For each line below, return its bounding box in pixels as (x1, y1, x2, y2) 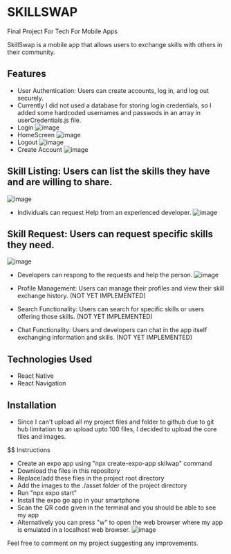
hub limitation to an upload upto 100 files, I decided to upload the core (17, 425, 217, 433)
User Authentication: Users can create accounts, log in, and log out (17, 86, 210, 94)
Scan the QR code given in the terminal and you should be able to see (17, 503, 216, 512)
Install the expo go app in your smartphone (17, 496, 140, 504)
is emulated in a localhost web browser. (17, 526, 130, 534)
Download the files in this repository (17, 467, 120, 475)
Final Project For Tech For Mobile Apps (7, 27, 118, 35)
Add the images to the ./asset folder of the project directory (17, 481, 187, 490)
